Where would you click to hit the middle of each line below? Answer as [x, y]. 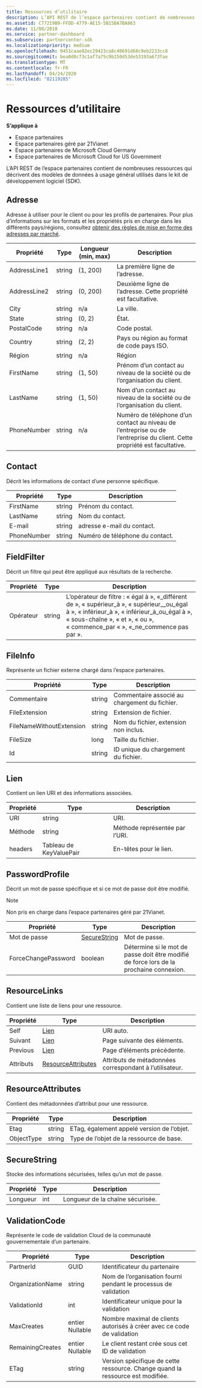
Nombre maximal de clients [140, 1319]
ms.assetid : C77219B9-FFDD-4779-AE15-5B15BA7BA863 [71, 23]
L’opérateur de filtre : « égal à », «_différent [127, 597]
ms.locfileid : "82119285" [38, 79]
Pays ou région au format [152, 338]
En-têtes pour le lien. [143, 849]
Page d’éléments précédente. [144, 1050]
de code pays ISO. [142, 346]
